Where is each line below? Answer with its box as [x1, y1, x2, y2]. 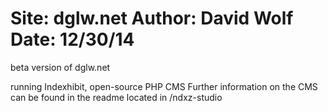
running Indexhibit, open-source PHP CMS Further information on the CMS [10, 80, 318, 92]
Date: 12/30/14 [10, 28, 135, 51]
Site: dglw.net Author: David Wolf [10, 7, 294, 30]
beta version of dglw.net [10, 61, 111, 73]
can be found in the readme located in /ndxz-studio [10, 91, 223, 103]
